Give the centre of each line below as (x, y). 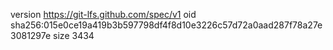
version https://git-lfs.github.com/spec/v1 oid (103, 14)
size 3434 (74, 35)
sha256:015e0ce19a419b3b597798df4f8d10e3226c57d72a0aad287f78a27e (166, 25)
